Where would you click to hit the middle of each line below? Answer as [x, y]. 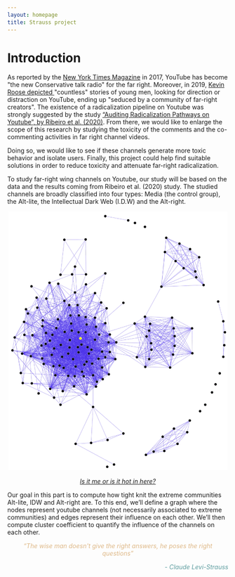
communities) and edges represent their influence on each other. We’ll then [116, 517]
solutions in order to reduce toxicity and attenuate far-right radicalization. [113, 166]
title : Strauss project [42, 22]
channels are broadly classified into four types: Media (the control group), [114, 194]
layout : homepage [33, 15]
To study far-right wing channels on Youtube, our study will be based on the [117, 179]
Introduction [44, 58]
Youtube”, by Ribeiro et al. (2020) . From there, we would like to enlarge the [115, 122]
